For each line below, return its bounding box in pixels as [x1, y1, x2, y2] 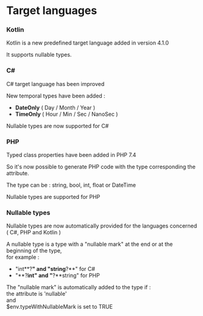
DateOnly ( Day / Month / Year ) [15, 104, 96, 111]
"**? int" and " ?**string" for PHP [15, 272, 100, 279]
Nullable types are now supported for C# [6, 122, 109, 129]
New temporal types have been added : [6, 92, 105, 99]
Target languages [6, 4, 98, 18]
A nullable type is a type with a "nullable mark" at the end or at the [6, 240, 173, 248]
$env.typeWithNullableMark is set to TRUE [6, 303, 113, 311]
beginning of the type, [6, 247, 62, 254]
